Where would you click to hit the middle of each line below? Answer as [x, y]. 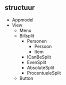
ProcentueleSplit [44, 73]
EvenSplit [36, 62]
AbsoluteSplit [40, 67]
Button [26, 78]
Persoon [43, 46]
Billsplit [27, 35]
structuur [20, 8]
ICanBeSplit [39, 57]
